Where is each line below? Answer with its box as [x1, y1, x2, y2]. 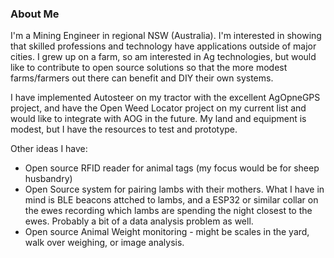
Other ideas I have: [10, 143, 88, 155]
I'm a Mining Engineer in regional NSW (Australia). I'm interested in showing [10, 30, 322, 42]
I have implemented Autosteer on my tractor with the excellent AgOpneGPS [10, 92, 321, 104]
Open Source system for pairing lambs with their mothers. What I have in [24, 183, 325, 196]
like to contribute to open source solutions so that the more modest [10, 62, 288, 74]
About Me [10, 7, 60, 21]
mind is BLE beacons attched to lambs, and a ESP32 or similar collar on [24, 194, 319, 206]
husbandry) [24, 173, 73, 185]
